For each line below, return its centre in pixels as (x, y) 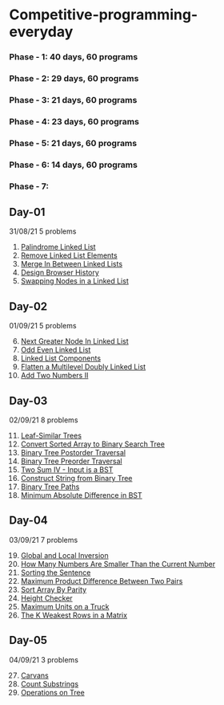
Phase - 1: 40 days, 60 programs (74, 57)
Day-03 (28, 400)
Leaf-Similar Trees (51, 436)
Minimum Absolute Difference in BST (81, 495)
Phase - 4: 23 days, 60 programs (74, 121)
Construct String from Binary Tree (76, 479)
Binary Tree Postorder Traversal (73, 453)
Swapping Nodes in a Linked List (74, 281)
